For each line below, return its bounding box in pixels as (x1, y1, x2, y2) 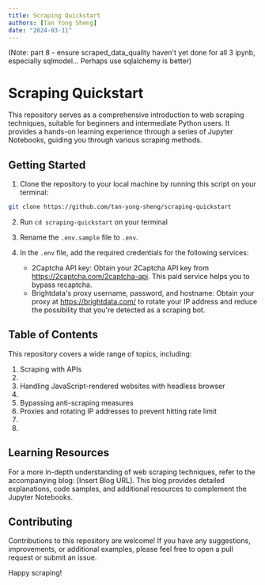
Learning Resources (8, 446, 109, 459)
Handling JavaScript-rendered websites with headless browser (19, 381, 225, 391)
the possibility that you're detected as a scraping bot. (31, 305, 206, 315)
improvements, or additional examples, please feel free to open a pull (8, 545, 233, 554)
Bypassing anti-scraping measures (19, 398, 134, 407)
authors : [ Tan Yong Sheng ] (8, 19, 97, 27)
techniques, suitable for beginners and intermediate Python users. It (8, 119, 230, 128)
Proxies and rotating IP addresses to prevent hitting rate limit (19, 406, 218, 416)
